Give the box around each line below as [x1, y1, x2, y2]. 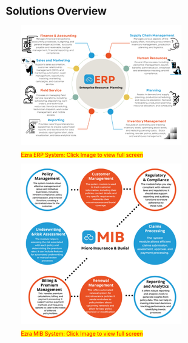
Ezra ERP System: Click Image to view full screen [21, 151, 144, 158]
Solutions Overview [5, 4, 107, 18]
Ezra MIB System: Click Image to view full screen [21, 330, 143, 337]
